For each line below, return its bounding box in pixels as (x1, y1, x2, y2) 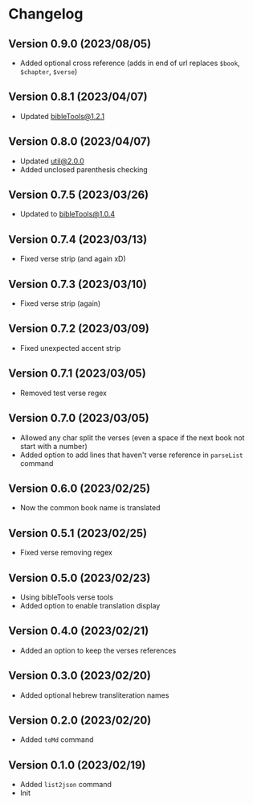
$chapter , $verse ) (19, 67, 78, 76)
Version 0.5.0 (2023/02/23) (8, 571, 151, 584)
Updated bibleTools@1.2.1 (19, 111, 105, 121)
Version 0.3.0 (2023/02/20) (8, 669, 151, 682)
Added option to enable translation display (19, 600, 161, 610)
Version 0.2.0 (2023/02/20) (8, 713, 152, 727)
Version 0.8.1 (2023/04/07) (8, 90, 148, 104)
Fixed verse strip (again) (19, 299, 101, 308)
